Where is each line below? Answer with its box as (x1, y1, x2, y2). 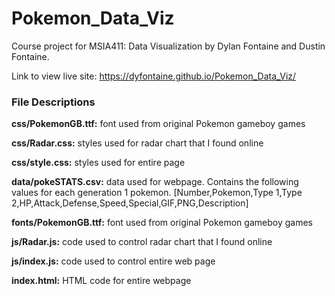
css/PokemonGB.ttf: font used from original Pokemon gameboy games (11, 118, 306, 130)
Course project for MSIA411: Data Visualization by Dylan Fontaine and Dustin (11, 40, 326, 52)
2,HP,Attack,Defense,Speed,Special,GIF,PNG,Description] (11, 197, 249, 209)
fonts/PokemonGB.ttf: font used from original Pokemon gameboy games (11, 217, 313, 229)
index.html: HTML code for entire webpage (11, 275, 192, 287)
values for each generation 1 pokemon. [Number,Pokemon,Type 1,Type (11, 187, 303, 199)
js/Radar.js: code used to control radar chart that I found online (11, 236, 273, 248)
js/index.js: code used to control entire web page (11, 255, 216, 267)
